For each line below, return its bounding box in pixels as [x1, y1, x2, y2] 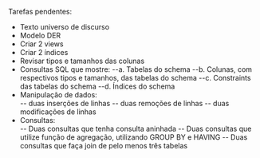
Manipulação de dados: [19, 90, 97, 99]
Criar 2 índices [19, 48, 69, 57]
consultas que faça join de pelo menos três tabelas [19, 141, 188, 150]
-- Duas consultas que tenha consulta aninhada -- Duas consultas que [19, 124, 252, 133]
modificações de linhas [19, 107, 97, 117]
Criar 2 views [19, 39, 64, 49]
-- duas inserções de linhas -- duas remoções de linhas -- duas [19, 99, 230, 108]
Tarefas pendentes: [8, 7, 73, 16]
